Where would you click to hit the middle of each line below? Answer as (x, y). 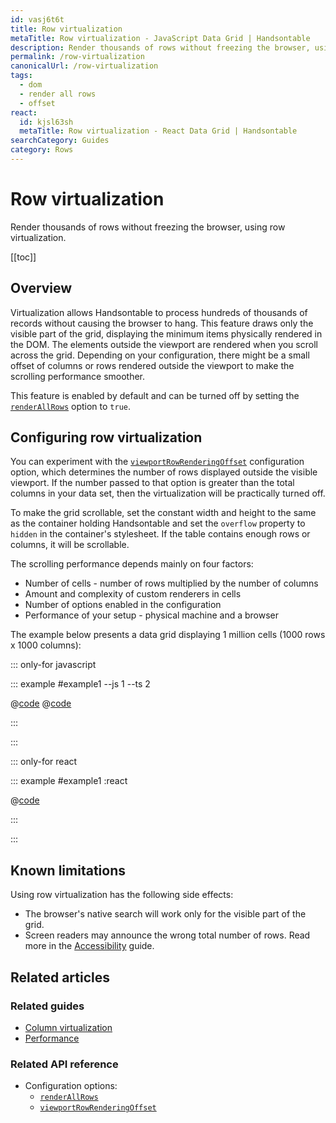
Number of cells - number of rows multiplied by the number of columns (171, 583)
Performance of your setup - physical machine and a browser (152, 615)
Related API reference (64, 1064)
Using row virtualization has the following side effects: (122, 895)
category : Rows (42, 150)
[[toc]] (23, 257)
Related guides (47, 1006)
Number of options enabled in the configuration (123, 605)
